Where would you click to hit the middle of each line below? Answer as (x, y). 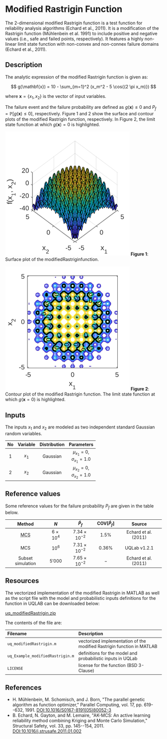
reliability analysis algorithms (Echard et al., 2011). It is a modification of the (82, 28)
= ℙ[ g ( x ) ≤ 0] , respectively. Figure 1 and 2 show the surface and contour (80, 114)
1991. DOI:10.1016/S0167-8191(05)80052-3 (68, 710)
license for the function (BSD (108, 665)
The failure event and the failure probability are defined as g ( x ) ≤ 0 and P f (81, 108)
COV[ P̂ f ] (106, 524)
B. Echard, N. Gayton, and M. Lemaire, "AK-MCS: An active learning (81, 715)
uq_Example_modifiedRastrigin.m (41, 656)
